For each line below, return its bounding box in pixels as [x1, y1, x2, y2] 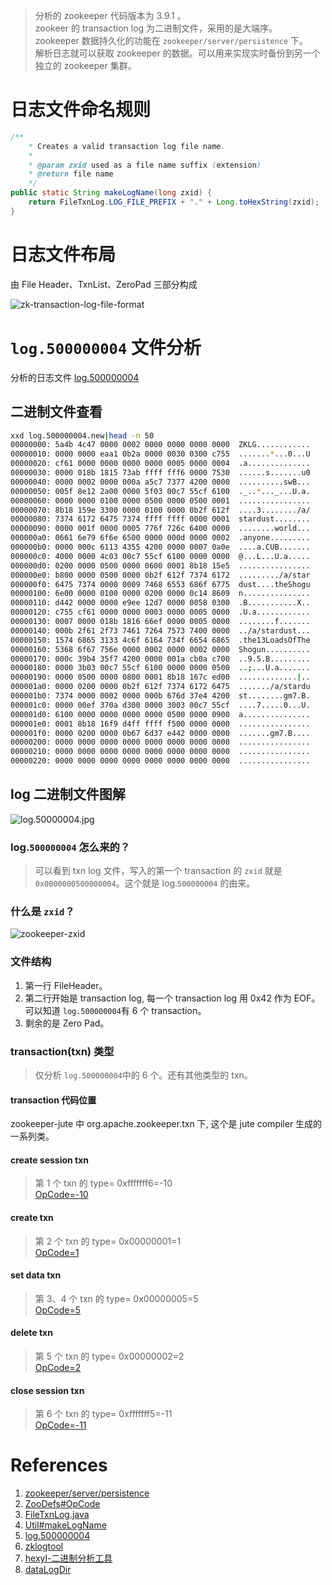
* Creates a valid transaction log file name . [28, 141, 226, 151]
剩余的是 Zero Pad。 [24, 1017, 110, 1029]
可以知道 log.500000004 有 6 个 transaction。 [24, 1004, 207, 1016]
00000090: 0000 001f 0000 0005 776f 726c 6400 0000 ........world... [10, 524, 311, 534]
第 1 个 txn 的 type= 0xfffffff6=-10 [34, 1177, 173, 1189]
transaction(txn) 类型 [10, 1044, 115, 1058]
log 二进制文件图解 [10, 786, 126, 803]
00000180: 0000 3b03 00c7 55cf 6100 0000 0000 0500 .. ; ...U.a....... [10, 663, 311, 673]
